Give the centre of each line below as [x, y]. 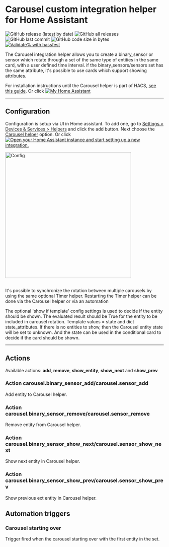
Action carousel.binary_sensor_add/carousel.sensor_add [77, 383]
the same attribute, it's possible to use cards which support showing [76, 70]
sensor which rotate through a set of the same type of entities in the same [82, 59]
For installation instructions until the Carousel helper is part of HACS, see [81, 85]
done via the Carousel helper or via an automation [57, 301]
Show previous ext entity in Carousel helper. [51, 498]
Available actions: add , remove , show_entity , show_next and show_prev [81, 370]
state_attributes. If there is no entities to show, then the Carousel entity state [84, 327]
